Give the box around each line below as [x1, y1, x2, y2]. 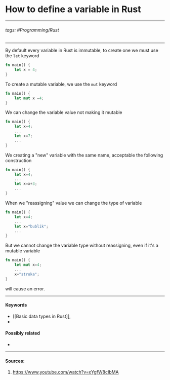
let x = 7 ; [14, 133, 33, 139]
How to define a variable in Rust [5, 4, 141, 15]
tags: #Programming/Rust [5, 27, 59, 33]
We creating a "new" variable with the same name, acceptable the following [5, 152, 163, 158]
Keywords [5, 302, 27, 308]
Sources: [5, 358, 25, 364]
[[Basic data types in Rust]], [12, 313, 71, 319]
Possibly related [5, 330, 40, 336]
